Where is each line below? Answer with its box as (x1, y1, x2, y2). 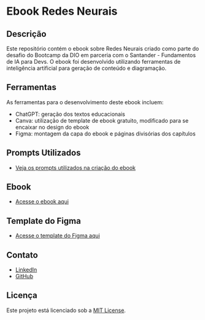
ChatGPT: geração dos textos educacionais (15, 110, 126, 118)
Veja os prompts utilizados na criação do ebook (15, 164, 136, 171)
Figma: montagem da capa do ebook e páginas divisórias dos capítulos (15, 130, 196, 137)
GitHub (15, 273, 34, 280)
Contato (6, 250, 38, 260)
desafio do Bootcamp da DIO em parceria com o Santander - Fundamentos (6, 51, 196, 59)
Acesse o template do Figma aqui (15, 232, 100, 240)
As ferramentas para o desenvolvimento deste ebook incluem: (6, 98, 164, 105)
